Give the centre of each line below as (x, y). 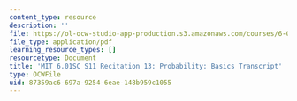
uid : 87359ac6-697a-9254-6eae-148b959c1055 (91, 83)
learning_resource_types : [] (63, 50)
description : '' (39, 25)
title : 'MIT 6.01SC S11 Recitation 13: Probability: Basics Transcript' (146, 67)
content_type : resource (53, 17)
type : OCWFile (35, 75)
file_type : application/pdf (61, 42)
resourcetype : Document (53, 58)
